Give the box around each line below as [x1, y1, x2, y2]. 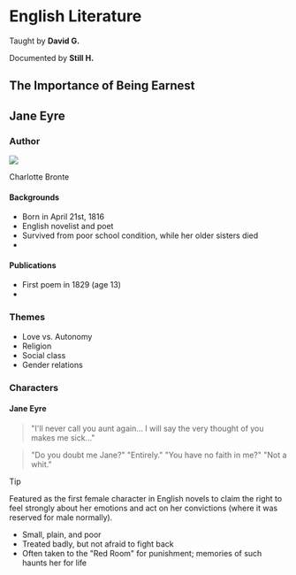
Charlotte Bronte [9, 172, 70, 182]
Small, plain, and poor [21, 529, 102, 540]
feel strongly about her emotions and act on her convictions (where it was [9, 502, 278, 513]
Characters [9, 381, 59, 394]
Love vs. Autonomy [21, 331, 93, 341]
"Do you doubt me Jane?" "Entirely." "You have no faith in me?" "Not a [30, 449, 287, 460]
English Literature [9, 6, 142, 27]
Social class [21, 349, 66, 360]
